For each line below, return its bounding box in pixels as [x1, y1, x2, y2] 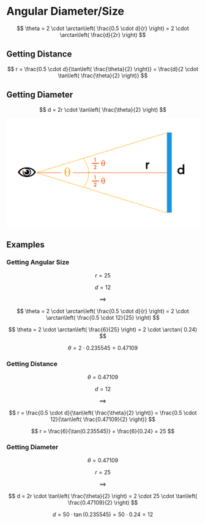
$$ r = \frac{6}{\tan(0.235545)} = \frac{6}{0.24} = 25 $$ [31, 428, 175, 435]
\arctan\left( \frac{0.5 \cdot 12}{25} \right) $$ [45, 314, 160, 321]
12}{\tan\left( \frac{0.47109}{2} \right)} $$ [50, 416, 156, 423]
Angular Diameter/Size [6, 4, 124, 18]
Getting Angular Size [6, 258, 69, 266]
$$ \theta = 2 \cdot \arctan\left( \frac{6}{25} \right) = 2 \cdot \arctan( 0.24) [8, 325, 198, 333]
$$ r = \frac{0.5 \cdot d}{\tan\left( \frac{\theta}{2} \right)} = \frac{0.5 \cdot [9, 409, 197, 417]
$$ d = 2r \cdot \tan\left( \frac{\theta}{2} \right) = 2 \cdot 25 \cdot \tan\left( [8, 492, 198, 500]
